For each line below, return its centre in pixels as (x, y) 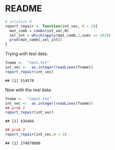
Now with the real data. (29, 90)
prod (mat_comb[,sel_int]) (36, 40)
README (24, 9)
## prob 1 (15, 108)
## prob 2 (15, 130)
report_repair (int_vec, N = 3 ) (36, 135)
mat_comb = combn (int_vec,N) (39, 31)
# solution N (18, 22)
